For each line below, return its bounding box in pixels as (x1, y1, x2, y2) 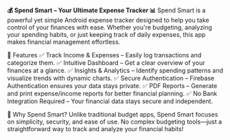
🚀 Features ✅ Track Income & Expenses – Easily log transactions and (7, 51, 202, 59)
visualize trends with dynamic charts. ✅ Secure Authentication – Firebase (7, 74, 215, 82)
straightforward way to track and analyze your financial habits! (7, 125, 184, 132)
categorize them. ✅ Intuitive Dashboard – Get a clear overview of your (7, 59, 205, 67)
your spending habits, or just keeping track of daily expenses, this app (7, 31, 206, 38)
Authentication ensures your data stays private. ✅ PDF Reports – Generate (7, 82, 218, 89)
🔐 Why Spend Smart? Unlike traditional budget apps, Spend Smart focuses (7, 111, 218, 118)
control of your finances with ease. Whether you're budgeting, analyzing (7, 23, 213, 31)
